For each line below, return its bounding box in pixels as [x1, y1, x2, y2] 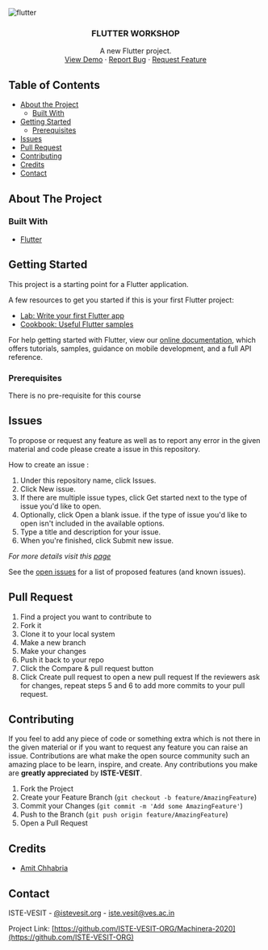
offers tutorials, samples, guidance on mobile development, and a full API [8, 344, 252, 353]
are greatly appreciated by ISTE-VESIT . [8, 768, 143, 778]
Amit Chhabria [19, 863, 69, 873]
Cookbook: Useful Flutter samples [19, 319, 134, 329]
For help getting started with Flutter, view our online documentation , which [8, 335, 257, 344]
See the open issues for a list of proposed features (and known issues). [8, 567, 246, 576]
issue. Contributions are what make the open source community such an [8, 751, 250, 761]
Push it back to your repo [19, 655, 105, 665]
